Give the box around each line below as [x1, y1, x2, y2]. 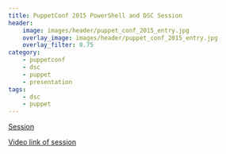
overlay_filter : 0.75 [22, 41, 94, 49]
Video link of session [8, 137, 77, 147]
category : [8, 48, 41, 56]
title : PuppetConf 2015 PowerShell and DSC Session [8, 11, 182, 20]
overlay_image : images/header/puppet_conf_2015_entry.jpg [22, 33, 218, 42]
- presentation [22, 78, 73, 86]
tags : [8, 85, 26, 94]
